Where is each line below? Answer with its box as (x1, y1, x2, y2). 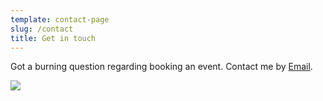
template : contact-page (10, 14, 110, 25)
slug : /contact (10, 24, 74, 34)
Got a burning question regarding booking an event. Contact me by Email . (10, 61, 313, 73)
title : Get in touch (10, 33, 97, 43)
